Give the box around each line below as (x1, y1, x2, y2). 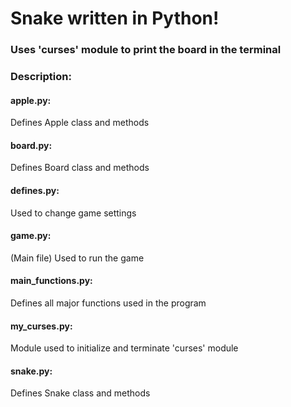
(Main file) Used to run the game (10, 252, 145, 264)
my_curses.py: (10, 320, 73, 332)
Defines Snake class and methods (10, 387, 151, 399)
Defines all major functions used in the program (10, 297, 207, 309)
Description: (10, 70, 72, 84)
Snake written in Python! (10, 7, 220, 30)
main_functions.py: (10, 275, 93, 287)
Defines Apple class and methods (10, 117, 150, 129)
